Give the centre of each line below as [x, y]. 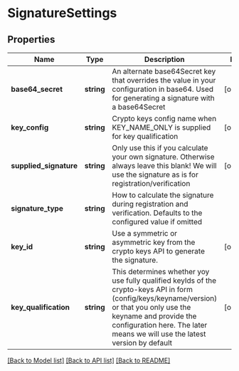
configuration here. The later [160, 325]
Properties [31, 40]
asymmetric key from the [154, 242]
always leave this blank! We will [164, 166]
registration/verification [151, 183]
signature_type [37, 208]
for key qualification [145, 136]
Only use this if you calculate [160, 148]
